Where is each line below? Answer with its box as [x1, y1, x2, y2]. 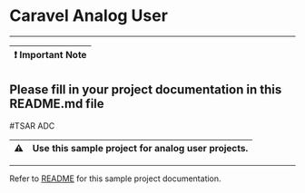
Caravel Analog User [9, 5, 168, 26]
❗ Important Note [14, 48, 87, 61]
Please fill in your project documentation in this [9, 82, 282, 98]
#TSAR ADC [9, 120, 55, 131]
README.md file [9, 96, 104, 111]
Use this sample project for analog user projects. [32, 141, 249, 154]
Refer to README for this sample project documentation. [9, 173, 221, 184]
